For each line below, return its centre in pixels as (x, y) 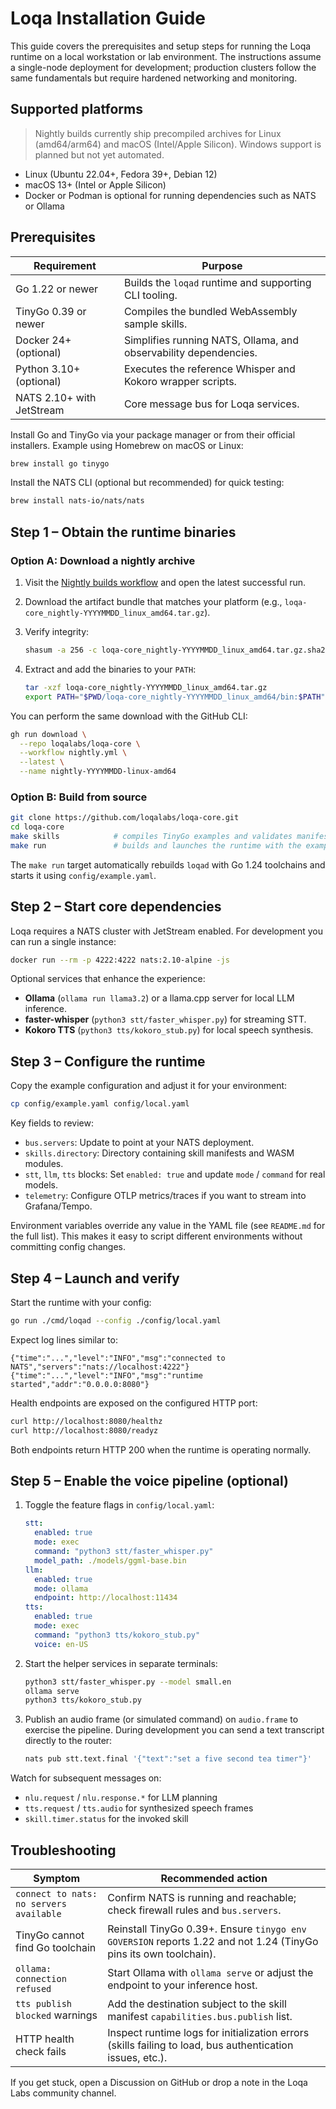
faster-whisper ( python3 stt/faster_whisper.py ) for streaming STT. (165, 1019)
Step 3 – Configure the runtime (108, 1061)
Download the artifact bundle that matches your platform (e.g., (153, 601)
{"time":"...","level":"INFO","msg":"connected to (118, 1358)
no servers (41, 1903)
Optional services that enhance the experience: (108, 979)
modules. (44, 1164)
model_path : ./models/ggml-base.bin (110, 1560)
